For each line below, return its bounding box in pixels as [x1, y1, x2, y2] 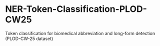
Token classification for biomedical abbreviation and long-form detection [5, 30, 155, 36]
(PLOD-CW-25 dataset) [5, 36, 53, 42]
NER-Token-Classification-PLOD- [5, 3, 147, 15]
